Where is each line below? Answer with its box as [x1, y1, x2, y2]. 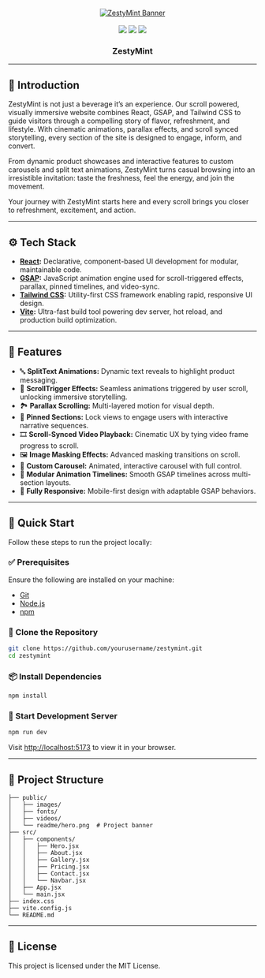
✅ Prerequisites [8, 557, 69, 568]
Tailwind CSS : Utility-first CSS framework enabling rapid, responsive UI [19, 289, 253, 299]
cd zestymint [8, 652, 51, 660]
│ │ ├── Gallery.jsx [8, 856, 90, 864]
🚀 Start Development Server [8, 710, 118, 721]
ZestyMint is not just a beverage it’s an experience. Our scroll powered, [8, 99, 240, 109]
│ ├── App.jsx [8, 883, 62, 892]
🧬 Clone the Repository [8, 626, 99, 637]
